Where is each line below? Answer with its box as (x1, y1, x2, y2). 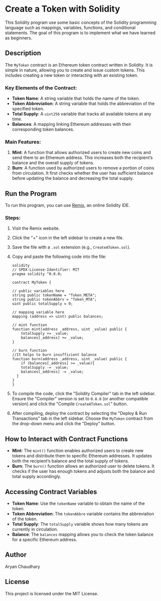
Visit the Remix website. (12, 225, 60, 231)
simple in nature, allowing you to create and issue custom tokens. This (5, 67, 145, 73)
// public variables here (12, 289, 64, 293)
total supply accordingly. (12, 474, 61, 480)
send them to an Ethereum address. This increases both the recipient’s (12, 155, 153, 161)
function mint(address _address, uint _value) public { (12, 327, 127, 332)
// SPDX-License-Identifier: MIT (12, 267, 80, 273)
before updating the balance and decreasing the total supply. (12, 175, 134, 181)
